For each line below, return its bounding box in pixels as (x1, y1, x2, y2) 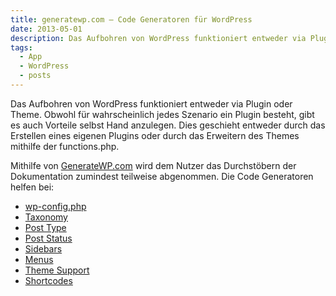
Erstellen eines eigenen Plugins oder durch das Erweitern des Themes (10, 129, 300, 141)
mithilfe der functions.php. (10, 140, 120, 152)
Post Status (24, 232, 73, 244)
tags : (10, 42, 33, 53)
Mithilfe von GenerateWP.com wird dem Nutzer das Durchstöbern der (10, 159, 297, 171)
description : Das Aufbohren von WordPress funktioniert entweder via (10, 33, 307, 43)
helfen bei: (10, 181, 55, 193)
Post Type (24, 221, 67, 233)
